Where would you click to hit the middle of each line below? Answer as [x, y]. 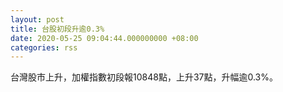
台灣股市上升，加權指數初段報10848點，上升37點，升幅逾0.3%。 [144, 77]
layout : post [37, 19]
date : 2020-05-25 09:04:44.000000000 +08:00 [104, 38]
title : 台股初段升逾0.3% [57, 29]
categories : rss [44, 47]
